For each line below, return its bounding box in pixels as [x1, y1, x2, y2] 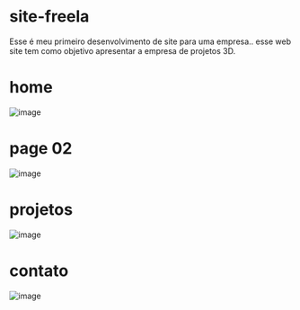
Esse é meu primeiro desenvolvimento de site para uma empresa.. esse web [9, 36, 292, 47]
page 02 [9, 138, 73, 159]
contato [9, 261, 69, 280]
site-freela [9, 6, 90, 27]
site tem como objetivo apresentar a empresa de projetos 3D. [9, 45, 236, 56]
